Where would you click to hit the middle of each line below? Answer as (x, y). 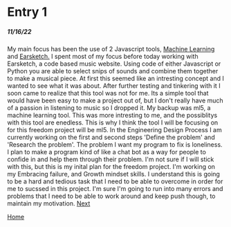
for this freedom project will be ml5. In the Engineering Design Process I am (115, 130)
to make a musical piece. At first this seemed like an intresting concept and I (116, 79)
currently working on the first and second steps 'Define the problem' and (111, 137)
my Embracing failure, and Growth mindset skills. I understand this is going (113, 174)
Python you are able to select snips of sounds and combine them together (113, 71)
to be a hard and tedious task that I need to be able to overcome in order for (115, 181)
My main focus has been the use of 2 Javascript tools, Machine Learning (111, 49)
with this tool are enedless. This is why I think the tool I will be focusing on (113, 122)
